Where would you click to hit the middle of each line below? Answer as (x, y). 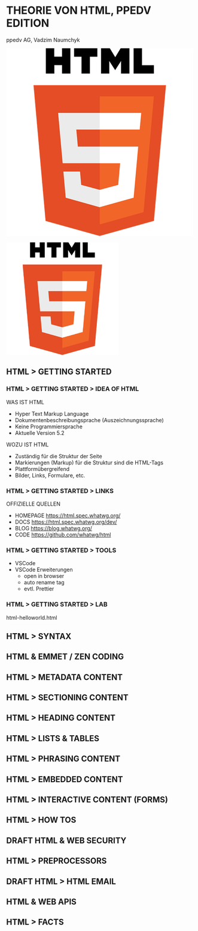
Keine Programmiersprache (48, 426)
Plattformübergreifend (42, 469)
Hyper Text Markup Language (52, 414)
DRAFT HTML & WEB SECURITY (66, 841)
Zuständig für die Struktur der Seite (59, 456)
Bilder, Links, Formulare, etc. (50, 475)
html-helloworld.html (32, 617)
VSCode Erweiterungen (44, 570)
